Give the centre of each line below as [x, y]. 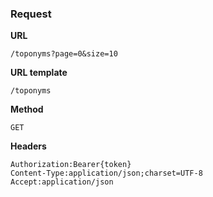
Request [31, 14]
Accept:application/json [62, 182]
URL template [39, 73]
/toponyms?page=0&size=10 [64, 54]
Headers [28, 146]
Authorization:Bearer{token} [71, 165]
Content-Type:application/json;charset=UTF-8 [106, 173]
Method [27, 109]
